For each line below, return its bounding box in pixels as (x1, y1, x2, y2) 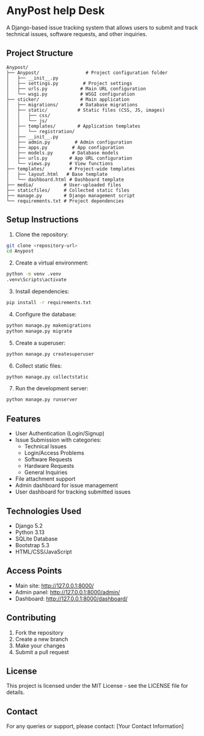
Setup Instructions (6, 214, 79, 225)
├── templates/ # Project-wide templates (6, 166, 136, 172)
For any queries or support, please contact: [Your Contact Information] (6, 723, 184, 730)
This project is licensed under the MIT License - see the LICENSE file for (6, 682, 188, 690)
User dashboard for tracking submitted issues (15, 488, 131, 495)
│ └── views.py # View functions (6, 160, 114, 167)
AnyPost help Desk (6, 4, 105, 18)
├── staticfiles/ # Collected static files (6, 187, 130, 193)
